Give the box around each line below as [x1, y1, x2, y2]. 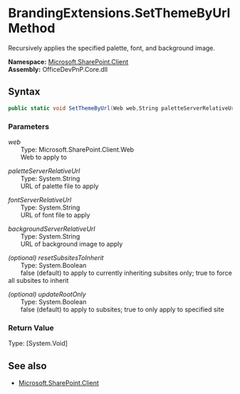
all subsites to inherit [8, 276, 69, 284]
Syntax [8, 85, 41, 98]
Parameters [8, 121, 49, 131]
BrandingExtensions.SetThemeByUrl [8, 5, 231, 21]
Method [8, 20, 56, 36]
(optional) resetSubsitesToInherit [8, 253, 104, 261]
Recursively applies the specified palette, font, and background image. [8, 43, 216, 52]
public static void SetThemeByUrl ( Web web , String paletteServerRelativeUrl [8, 105, 238, 112]
